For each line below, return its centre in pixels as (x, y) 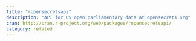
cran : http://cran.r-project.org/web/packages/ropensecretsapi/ (89, 23)
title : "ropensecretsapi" (39, 12)
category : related (29, 29)
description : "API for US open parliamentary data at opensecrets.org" (98, 17)
